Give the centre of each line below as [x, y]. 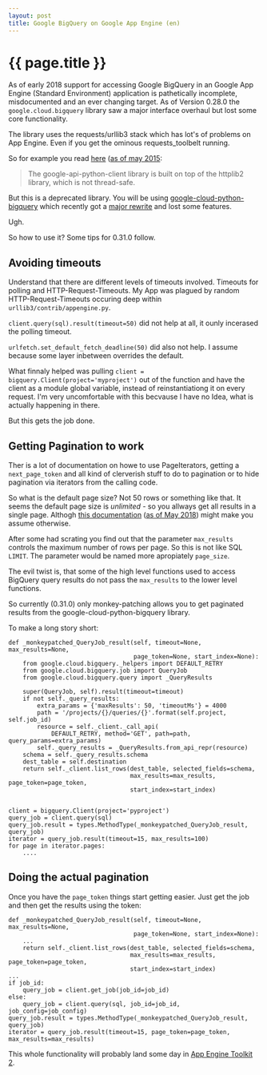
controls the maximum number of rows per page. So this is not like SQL [126, 548]
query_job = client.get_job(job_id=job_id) [96, 990]
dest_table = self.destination [75, 762]
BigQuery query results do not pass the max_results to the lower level [123, 580]
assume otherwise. [40, 523]
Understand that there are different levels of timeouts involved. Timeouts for [133, 282]
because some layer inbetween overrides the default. [96, 356]
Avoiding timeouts [55, 262]
